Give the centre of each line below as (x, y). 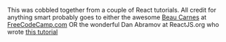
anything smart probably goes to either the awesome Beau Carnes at (107, 17)
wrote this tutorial (33, 32)
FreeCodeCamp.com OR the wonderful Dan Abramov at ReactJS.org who (113, 24)
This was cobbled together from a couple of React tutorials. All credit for (112, 10)
